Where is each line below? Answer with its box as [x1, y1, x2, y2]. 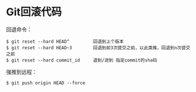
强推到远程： [6, 68, 37, 75]
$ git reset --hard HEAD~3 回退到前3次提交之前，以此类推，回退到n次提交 [6, 45, 191, 50]
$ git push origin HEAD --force [6, 80, 85, 86]
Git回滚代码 [6, 5, 62, 19]
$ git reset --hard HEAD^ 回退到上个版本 [6, 39, 124, 45]
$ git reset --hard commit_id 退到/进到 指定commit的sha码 [6, 57, 158, 63]
